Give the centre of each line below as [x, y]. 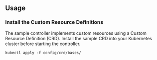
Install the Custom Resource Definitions [54, 22]
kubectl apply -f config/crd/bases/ [43, 53]
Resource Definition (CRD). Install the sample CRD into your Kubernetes [79, 38]
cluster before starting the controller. [43, 44]
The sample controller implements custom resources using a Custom [76, 33]
